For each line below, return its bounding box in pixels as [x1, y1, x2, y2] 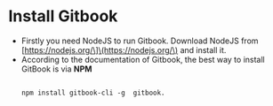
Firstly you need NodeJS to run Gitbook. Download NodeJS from [20, 35, 259, 46]
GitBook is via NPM [20, 64, 92, 74]
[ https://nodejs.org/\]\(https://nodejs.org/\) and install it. [20, 44, 227, 55]
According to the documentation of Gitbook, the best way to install [20, 54, 265, 64]
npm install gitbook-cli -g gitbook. [20, 88, 165, 97]
